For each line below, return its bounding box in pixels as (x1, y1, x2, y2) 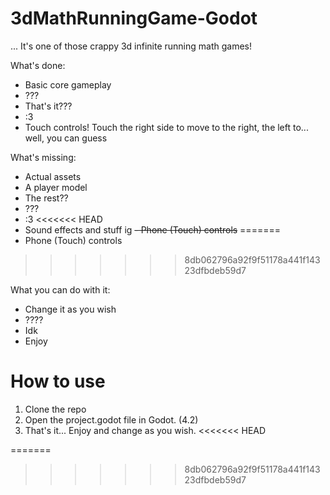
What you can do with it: (10, 283, 111, 296)
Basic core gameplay (24, 78, 112, 91)
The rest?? (24, 192, 69, 204)
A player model (24, 181, 88, 193)
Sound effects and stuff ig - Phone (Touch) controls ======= (24, 223, 281, 236)
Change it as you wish (24, 303, 117, 315)
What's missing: (10, 151, 77, 163)
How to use (10, 370, 106, 393)
